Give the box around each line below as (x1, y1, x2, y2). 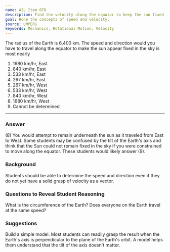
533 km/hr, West (12, 87, 48, 93)
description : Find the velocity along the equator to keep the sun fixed (5, 12, 164, 17)
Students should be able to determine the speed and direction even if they (5, 172, 160, 178)
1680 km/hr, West (12, 98, 50, 104)
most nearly (5, 51, 30, 57)
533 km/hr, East (12, 71, 46, 77)
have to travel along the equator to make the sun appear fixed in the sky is (5, 45, 160, 52)
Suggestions (5, 220, 37, 227)
